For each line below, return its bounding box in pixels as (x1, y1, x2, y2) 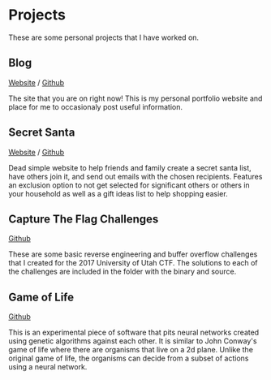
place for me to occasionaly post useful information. (8, 101, 183, 111)
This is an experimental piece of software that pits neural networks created (8, 327, 260, 338)
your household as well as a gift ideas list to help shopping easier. (8, 188, 229, 198)
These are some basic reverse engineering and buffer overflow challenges (8, 249, 258, 259)
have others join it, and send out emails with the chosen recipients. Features (8, 171, 263, 181)
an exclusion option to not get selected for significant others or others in (8, 180, 250, 190)
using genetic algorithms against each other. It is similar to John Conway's (8, 336, 257, 346)
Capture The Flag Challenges (8, 212, 159, 226)
